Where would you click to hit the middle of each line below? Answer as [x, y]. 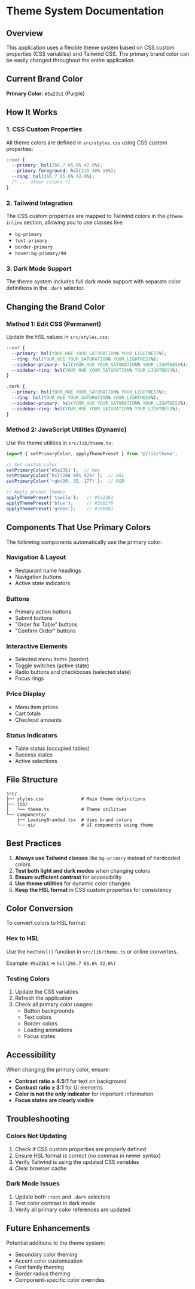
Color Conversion [40, 909]
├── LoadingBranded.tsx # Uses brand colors [75, 820]
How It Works [32, 112]
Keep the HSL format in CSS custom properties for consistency [93, 889]
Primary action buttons [43, 612]
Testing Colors [28, 979]
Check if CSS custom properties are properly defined [80, 1149]
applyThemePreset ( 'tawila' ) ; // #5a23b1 [60, 498]
